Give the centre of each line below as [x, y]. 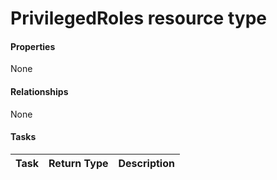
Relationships [39, 91]
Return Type [78, 163]
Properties [33, 46]
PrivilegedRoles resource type [138, 18]
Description [146, 163]
